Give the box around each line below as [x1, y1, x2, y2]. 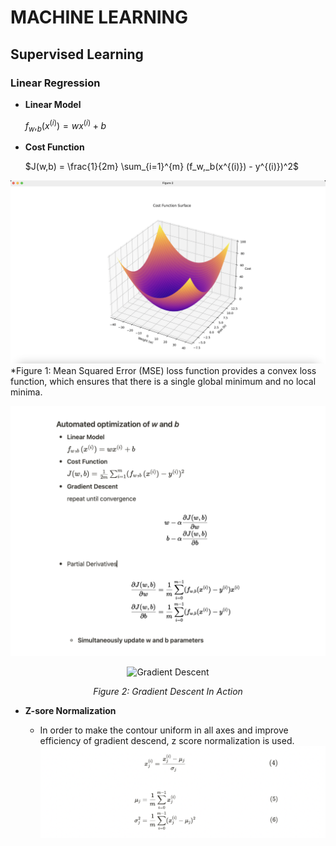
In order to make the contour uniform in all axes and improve [39, 724, 289, 736]
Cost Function [24, 141, 85, 153]
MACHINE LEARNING [10, 6, 188, 29]
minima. [10, 386, 43, 398]
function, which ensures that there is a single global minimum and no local [10, 375, 317, 387]
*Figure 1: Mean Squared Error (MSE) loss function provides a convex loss [10, 364, 317, 376]
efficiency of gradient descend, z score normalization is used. [39, 735, 295, 747]
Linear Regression [10, 76, 101, 90]
